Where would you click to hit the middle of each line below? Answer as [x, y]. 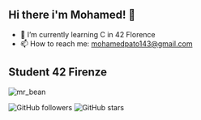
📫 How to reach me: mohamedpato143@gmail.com [106, 43]
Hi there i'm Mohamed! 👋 [72, 15]
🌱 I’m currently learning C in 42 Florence [88, 34]
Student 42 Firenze [58, 73]
